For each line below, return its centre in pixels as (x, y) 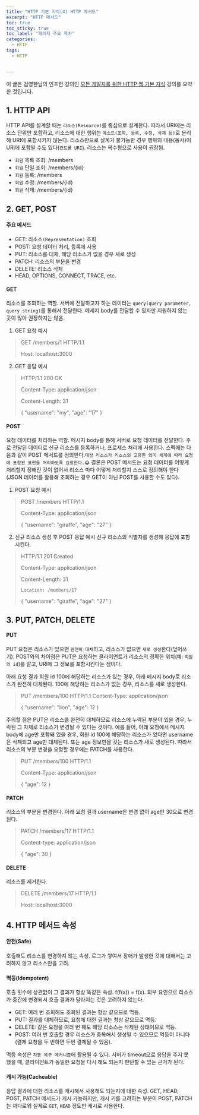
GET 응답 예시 (31, 367)
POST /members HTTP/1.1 (52, 502)
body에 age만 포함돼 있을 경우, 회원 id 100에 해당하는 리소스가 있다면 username (99, 735)
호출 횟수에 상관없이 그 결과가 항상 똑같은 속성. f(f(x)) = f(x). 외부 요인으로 (92, 992)
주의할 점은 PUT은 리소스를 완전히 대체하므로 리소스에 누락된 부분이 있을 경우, (96, 720)
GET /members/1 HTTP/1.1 (53, 343)
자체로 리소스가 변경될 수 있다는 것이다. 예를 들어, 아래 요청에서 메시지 (104, 727)
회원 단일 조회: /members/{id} (49, 168)
